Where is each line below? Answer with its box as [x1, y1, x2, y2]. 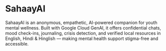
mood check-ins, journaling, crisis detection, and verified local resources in [5, 30, 161, 36]
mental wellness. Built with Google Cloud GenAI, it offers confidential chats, [5, 24, 161, 30]
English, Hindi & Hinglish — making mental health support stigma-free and [5, 35, 158, 41]
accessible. [5, 40, 29, 46]
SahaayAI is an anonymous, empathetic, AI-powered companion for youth [5, 19, 158, 25]
